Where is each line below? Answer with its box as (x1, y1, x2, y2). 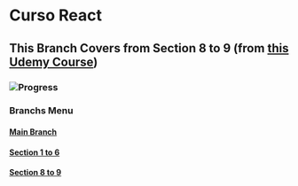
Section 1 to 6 (9, 147, 60, 158)
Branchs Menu (9, 105, 74, 117)
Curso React (9, 5, 103, 26)
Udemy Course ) (9, 54, 98, 69)
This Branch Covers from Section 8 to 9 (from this (9, 41, 289, 56)
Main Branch (9, 127, 58, 137)
